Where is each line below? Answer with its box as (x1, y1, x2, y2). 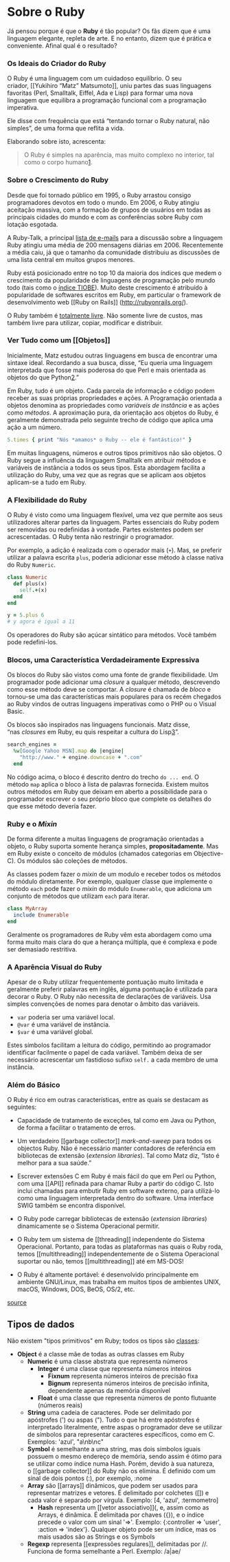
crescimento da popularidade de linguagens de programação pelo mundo (7, 276, 216, 284)
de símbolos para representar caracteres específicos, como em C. (27, 1431, 215, 1439)
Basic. (7, 707, 25, 716)
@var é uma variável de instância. (16, 1020, 111, 1028)
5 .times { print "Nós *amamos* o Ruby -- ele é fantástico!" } (7, 436, 192, 443)
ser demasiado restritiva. (7, 945, 78, 953)
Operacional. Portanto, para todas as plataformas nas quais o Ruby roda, (16, 1242, 223, 1251)
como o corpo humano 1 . (23, 158, 93, 166)
